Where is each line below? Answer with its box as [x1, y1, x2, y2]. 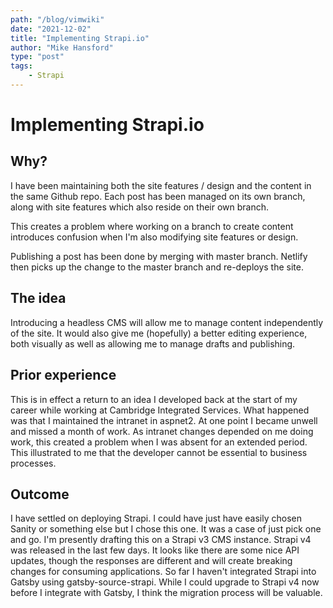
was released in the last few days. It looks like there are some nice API [10, 544, 300, 556]
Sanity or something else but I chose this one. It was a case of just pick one [10, 523, 322, 535]
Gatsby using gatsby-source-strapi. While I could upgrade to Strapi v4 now [10, 576, 320, 588]
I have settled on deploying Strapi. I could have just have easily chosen [10, 512, 303, 525]
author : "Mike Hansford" [10, 42, 114, 53]
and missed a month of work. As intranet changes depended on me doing [10, 425, 314, 437]
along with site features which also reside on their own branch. [10, 201, 270, 213]
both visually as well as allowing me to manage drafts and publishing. [10, 337, 296, 350]
